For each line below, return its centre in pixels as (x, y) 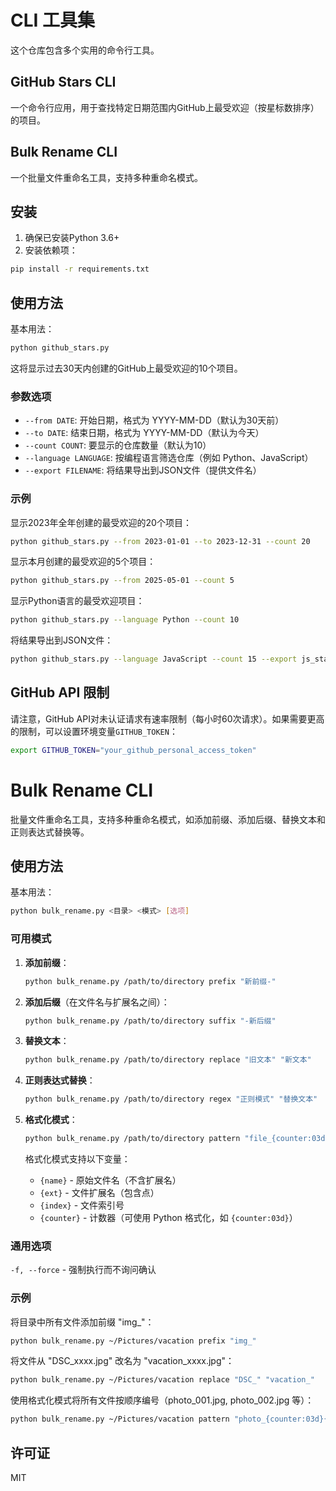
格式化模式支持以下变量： (77, 1159)
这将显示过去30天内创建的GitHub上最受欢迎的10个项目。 (126, 368)
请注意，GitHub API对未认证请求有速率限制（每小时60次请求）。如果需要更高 (167, 718)
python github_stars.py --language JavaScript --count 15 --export (154, 659)
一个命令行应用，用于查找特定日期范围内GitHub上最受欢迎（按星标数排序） (165, 107)
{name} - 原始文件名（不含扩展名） (110, 1180)
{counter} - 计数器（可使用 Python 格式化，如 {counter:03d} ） (168, 1218)
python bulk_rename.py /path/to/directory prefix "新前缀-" (150, 981)
